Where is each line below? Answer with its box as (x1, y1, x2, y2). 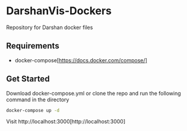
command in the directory (6, 96, 69, 103)
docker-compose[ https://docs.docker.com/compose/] (14, 56, 147, 63)
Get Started (6, 74, 50, 84)
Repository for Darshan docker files (6, 24, 93, 31)
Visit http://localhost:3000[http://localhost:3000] (6, 118, 126, 125)
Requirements (6, 41, 59, 51)
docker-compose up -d (6, 107, 60, 113)
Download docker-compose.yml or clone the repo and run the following (6, 90, 181, 97)
